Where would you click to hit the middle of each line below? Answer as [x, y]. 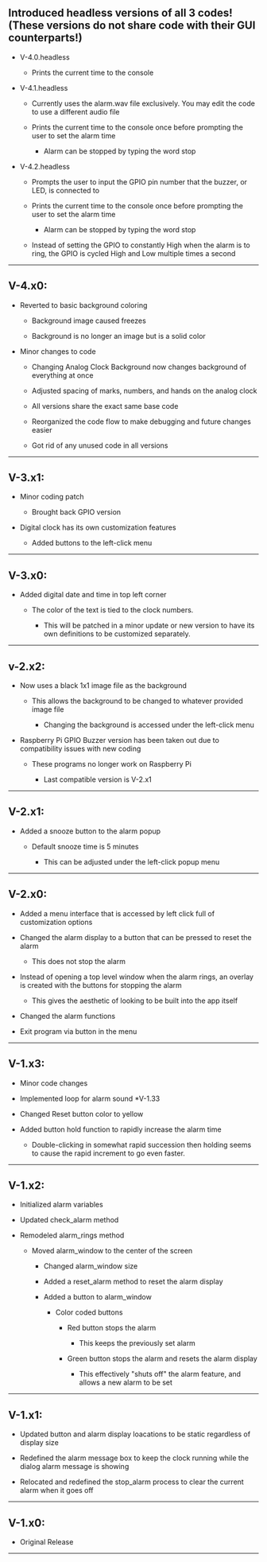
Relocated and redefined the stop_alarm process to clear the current [132, 1482]
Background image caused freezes [89, 321]
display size [39, 1443]
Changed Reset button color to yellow [81, 1113]
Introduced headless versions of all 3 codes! [120, 13]
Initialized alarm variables [61, 1205]
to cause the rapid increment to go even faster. [108, 1153]
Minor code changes [54, 1083]
